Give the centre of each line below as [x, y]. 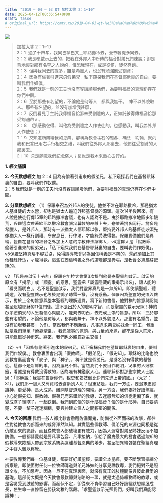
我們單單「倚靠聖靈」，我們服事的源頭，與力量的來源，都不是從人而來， [85, 331]
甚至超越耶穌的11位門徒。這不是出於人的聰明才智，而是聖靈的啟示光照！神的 [81, 307]
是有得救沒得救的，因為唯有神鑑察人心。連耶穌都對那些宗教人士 [85, 372]
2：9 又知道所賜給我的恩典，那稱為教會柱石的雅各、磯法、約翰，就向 [87, 138]
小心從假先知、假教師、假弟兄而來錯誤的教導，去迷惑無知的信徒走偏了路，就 [81, 396]
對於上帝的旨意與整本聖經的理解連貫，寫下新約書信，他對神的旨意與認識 [86, 301]
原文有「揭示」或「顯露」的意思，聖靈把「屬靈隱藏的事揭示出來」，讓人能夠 [81, 282]
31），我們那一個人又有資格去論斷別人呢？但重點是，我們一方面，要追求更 [78, 384]
